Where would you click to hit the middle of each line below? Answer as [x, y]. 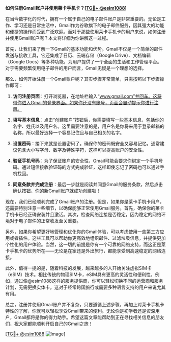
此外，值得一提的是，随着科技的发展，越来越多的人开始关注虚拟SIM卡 [78, 268]
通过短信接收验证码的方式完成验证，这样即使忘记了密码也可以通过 [91, 167]
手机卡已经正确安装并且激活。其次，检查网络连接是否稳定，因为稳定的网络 [83, 214]
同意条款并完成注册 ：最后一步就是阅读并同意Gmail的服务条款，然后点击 [88, 184]
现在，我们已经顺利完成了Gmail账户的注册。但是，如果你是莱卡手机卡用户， [85, 202]
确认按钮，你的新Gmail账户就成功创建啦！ [56, 191]
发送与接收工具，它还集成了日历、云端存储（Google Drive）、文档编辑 [78, 55]
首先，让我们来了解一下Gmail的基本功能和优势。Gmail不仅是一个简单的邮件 [84, 49]
